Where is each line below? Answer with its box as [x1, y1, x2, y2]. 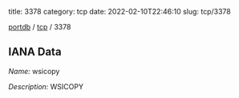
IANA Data [8, 45, 62, 59]
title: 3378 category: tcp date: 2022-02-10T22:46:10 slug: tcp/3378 [8, 7, 231, 16]
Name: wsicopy [8, 66, 60, 76]
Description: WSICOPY [8, 81, 84, 91]
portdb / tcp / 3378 [8, 22, 71, 31]
